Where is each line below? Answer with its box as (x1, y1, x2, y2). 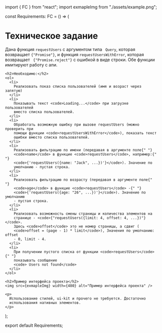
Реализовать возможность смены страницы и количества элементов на (14, 211, 152, 216)
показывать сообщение (14, 258, 57, 263)
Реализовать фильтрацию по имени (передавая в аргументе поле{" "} (14, 147, 152, 152)
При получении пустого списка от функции (14, 249, 98, 254)
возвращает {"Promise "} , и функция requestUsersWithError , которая (5, 51, 144, 57)
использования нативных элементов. (9, 300, 81, 305)
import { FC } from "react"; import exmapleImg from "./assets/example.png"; (5, 4, 157, 10)
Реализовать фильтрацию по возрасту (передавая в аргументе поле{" (14, 177, 152, 182)
